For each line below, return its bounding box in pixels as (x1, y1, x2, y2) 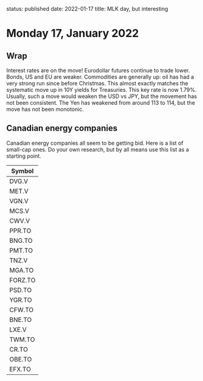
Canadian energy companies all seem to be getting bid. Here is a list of (6, 139, 184, 147)
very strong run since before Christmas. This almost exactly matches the (6, 80, 188, 87)
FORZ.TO (9, 276, 36, 284)
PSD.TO (9, 285, 32, 294)
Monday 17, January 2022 (6, 27, 139, 40)
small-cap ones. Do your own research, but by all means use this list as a (6, 145, 190, 153)
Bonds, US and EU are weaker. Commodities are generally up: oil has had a (6, 73, 194, 80)
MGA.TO (9, 266, 34, 274)
